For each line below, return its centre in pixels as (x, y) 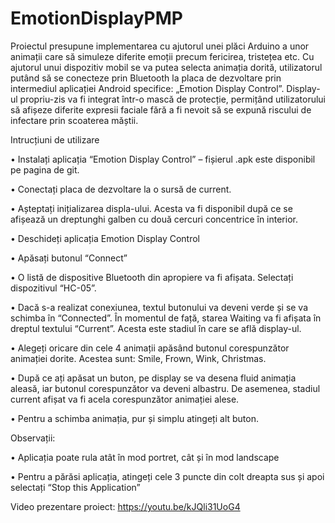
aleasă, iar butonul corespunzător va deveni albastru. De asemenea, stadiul (165, 388)
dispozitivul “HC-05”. (53, 288)
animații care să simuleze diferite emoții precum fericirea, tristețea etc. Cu (162, 56)
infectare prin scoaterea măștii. (74, 120)
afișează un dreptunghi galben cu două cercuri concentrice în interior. (154, 219)
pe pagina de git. (45, 169)
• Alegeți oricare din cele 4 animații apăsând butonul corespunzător (150, 348)
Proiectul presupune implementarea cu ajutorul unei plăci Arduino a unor (160, 46)
